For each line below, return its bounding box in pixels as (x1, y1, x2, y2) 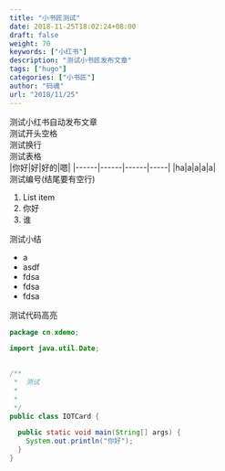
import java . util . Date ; (9, 344, 100, 353)
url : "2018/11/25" (9, 90, 79, 99)
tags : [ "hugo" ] (9, 65, 67, 74)
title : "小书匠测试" (9, 13, 80, 23)
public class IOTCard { (9, 412, 100, 421)
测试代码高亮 (9, 309, 57, 320)
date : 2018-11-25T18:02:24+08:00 (9, 22, 137, 31)
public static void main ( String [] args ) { (17, 428, 181, 437)
